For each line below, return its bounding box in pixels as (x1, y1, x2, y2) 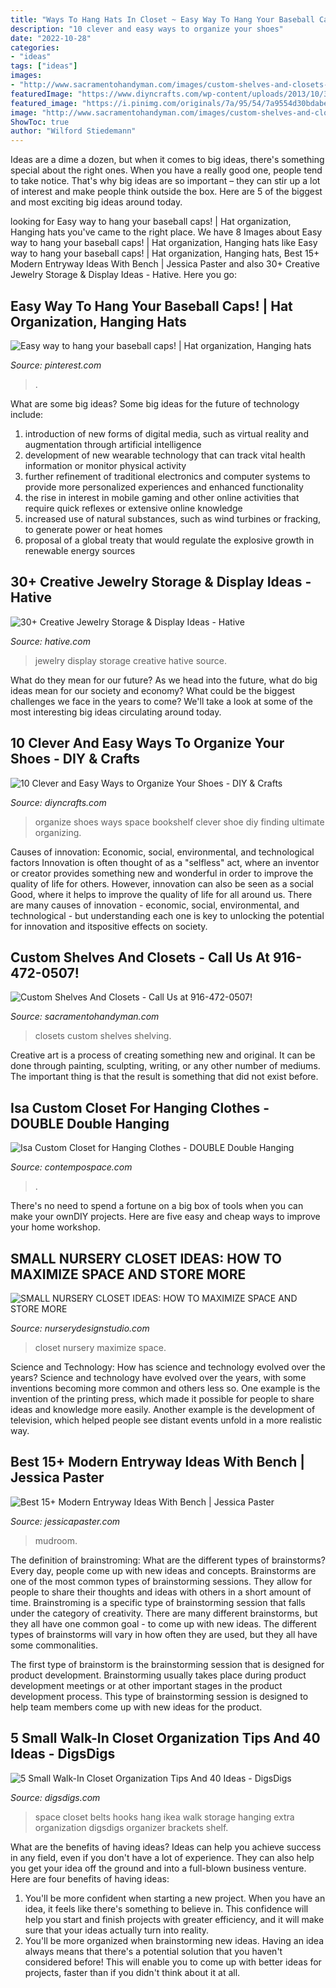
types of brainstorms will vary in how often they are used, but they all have (10, 1628, 318, 1640)
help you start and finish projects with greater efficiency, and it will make (24, 1913, 325, 1925)
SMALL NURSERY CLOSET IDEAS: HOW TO (10, 1250, 282, 1267)
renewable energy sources (24, 544, 136, 556)
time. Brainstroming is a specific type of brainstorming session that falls (10, 1596, 306, 1608)
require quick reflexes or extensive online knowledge (24, 502, 243, 514)
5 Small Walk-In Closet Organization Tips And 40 (10, 1730, 321, 1747)
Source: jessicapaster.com (10, 1515, 121, 1527)
